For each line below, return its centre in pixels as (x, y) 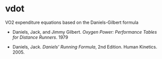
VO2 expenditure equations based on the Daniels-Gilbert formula (72, 22)
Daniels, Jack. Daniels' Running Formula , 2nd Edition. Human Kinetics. (85, 47)
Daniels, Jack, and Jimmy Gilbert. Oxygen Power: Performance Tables (84, 32)
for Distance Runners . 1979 (40, 37)
